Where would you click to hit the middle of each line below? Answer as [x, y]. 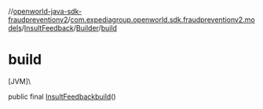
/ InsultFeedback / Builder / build [69, 28]
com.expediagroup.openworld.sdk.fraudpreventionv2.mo [163, 20]
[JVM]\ [20, 81]
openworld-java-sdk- [47, 11]
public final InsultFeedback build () [62, 96]
